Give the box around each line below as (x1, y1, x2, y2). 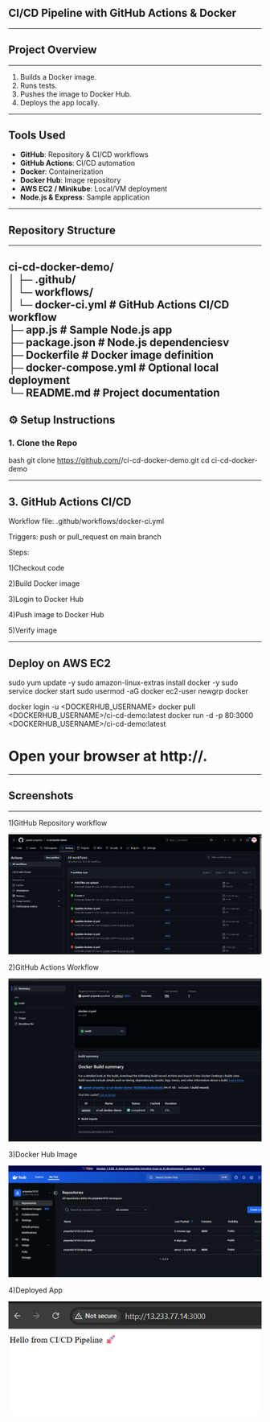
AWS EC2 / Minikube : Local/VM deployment (19, 184, 168, 194)
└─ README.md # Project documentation (8, 385, 220, 399)
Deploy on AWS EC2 (8, 656, 111, 670)
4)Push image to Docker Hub (8, 610, 104, 620)
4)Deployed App (8, 1285, 63, 1295)
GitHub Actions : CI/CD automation (19, 159, 136, 168)
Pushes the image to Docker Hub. (19, 89, 132, 99)
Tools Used (8, 129, 66, 142)
